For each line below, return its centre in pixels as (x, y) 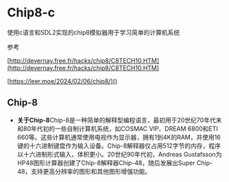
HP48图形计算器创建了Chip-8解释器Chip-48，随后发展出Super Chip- (115, 163)
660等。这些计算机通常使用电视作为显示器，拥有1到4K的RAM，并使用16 (119, 137)
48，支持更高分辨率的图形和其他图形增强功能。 (84, 171)
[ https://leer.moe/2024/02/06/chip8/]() (62, 81)
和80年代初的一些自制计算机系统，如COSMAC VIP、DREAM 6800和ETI (117, 129)
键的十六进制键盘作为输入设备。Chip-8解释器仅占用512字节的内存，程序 (119, 146)
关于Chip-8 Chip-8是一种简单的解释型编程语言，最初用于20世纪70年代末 (119, 120)
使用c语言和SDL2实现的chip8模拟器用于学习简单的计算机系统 (94, 32)
